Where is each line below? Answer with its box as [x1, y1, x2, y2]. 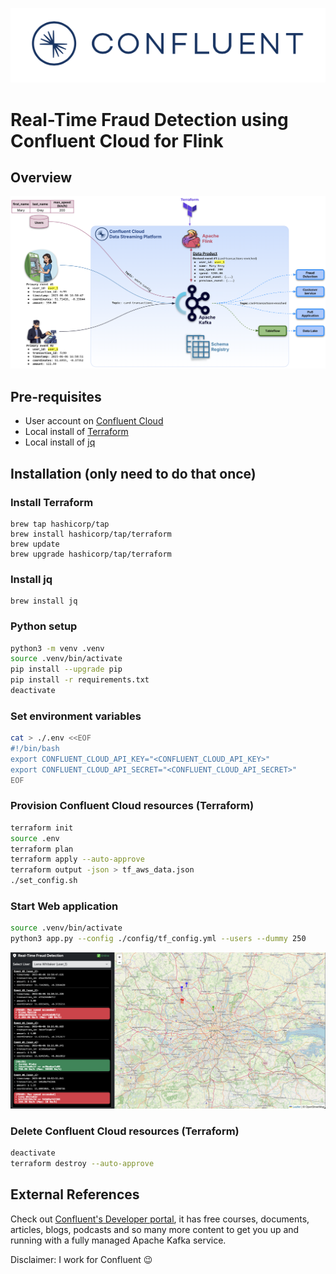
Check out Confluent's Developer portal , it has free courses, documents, [10, 1213, 310, 1225]
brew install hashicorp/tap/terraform [10, 529, 172, 539]
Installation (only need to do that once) [10, 465, 257, 482]
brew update [10, 539, 60, 549]
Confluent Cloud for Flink [10, 129, 224, 152]
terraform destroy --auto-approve [10, 1158, 155, 1168]
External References [10, 1186, 140, 1203]
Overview [10, 169, 73, 186]
